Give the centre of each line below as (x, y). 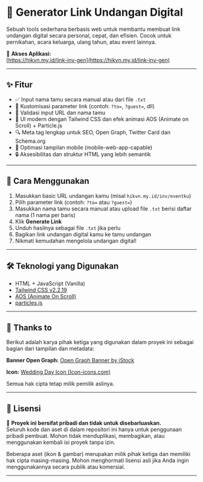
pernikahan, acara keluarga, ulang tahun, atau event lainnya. (81, 42)
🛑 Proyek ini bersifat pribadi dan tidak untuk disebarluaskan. (84, 423)
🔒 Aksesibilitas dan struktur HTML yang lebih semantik (83, 154)
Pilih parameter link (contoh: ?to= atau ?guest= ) (73, 202)
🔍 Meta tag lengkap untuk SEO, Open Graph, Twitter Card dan (93, 132)
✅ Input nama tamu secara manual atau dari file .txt (80, 99)
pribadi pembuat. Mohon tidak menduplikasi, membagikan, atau (85, 436)
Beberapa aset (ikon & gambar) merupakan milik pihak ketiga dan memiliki (98, 454)
